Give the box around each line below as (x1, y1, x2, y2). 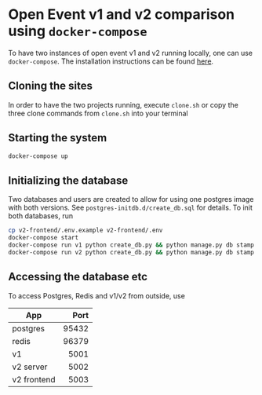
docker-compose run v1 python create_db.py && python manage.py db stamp (8, 241, 255, 249)
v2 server (12, 361, 48, 372)
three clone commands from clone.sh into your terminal (8, 108, 188, 118)
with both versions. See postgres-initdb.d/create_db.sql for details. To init (8, 203, 253, 213)
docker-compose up (8, 152, 68, 160)
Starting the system (8, 131, 107, 144)
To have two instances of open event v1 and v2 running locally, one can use (8, 48, 253, 57)
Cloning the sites (8, 79, 93, 93)
